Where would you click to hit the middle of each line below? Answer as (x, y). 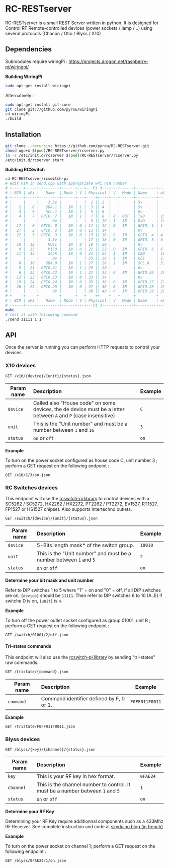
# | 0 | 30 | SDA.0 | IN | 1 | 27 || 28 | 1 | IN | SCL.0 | (82, 263)
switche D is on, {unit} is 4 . (34, 600)
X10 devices (21, 366)
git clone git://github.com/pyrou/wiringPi (52, 109)
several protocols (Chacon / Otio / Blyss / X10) (53, 33)
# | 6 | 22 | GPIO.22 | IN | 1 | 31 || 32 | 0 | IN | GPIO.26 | (82, 273)
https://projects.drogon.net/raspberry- (108, 61)
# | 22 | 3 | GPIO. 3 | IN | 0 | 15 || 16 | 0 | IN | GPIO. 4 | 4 (84, 235)
